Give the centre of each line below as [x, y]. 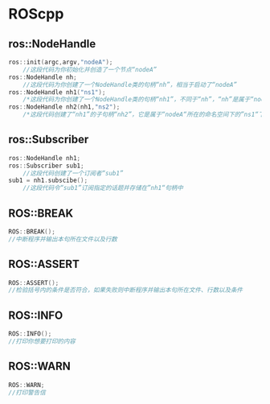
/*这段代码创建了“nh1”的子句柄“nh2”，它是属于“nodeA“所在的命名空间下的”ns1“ [141, 115]
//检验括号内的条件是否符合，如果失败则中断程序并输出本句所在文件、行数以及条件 [126, 291]
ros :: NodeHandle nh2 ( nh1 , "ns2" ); [64, 107]
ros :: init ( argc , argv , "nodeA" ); [61, 62]
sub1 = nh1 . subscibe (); [48, 181]
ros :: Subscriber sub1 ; [46, 166]
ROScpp [36, 14]
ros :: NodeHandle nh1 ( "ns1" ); [57, 92]
